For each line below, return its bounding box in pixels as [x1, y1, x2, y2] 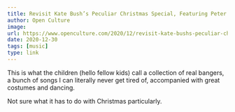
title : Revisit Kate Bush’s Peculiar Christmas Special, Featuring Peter [7, 10, 227, 17]
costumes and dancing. [7, 83, 76, 92]
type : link [7, 50, 39, 57]
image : [7, 23, 27, 30]
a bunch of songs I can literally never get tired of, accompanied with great [7, 76, 220, 84]
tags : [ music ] [7, 43, 49, 50]
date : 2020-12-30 [7, 36, 58, 43]
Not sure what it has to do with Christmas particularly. [7, 97, 162, 105]
